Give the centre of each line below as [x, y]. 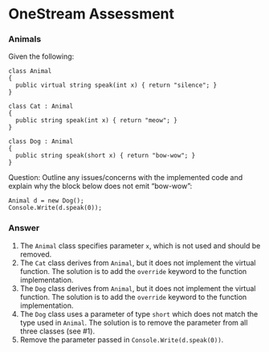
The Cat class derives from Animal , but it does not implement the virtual [138, 263]
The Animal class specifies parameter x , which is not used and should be [140, 245]
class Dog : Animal [41, 141]
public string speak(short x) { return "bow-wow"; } [106, 156]
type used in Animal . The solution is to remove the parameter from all [134, 322]
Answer [24, 228]
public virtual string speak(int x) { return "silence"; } [116, 85]
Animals [25, 39]
